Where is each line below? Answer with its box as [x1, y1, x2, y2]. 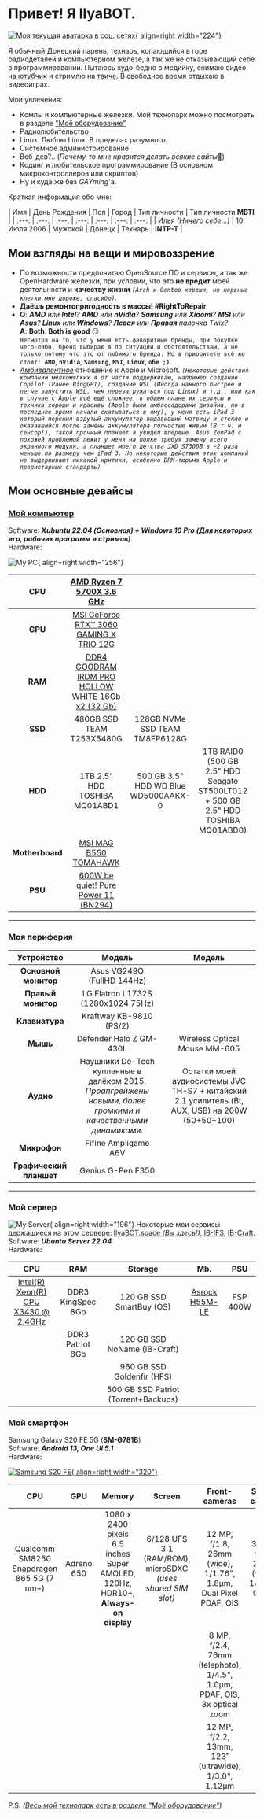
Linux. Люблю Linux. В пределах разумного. [19, 135, 168, 144]
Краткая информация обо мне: [8, 192, 112, 201]
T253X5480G [70, 733, 123, 745]
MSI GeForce [71, 609, 120, 620]
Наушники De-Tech [79, 1055, 156, 1066]
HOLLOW [79, 682, 114, 693]
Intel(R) [18, 1277, 46, 1288]
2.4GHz [16, 1316, 46, 1327]
